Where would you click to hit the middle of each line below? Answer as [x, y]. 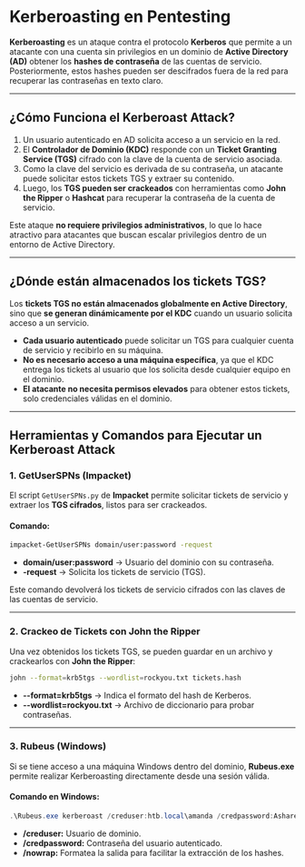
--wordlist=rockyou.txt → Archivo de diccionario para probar [138, 705]
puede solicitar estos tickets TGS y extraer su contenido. [128, 178]
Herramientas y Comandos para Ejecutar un [136, 435]
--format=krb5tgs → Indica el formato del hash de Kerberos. [137, 695]
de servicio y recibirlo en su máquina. [93, 350]
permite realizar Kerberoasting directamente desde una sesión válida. [139, 776]
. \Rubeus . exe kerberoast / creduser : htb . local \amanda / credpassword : [142, 816]
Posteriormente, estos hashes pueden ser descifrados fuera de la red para [149, 71]
